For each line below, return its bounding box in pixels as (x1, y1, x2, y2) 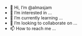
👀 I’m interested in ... (9, 10, 52, 16)
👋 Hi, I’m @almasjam (9, 5, 52, 10)
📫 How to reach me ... (9, 26, 56, 31)
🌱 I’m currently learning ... (9, 15, 63, 20)
